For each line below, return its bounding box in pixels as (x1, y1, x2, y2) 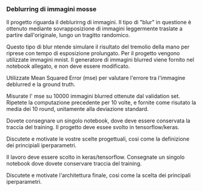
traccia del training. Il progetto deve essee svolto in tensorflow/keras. (6, 124, 180, 131)
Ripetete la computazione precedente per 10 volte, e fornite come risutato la (6, 99, 197, 106)
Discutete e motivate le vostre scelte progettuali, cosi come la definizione (6, 135, 190, 142)
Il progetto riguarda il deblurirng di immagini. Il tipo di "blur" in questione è (6, 19, 192, 26)
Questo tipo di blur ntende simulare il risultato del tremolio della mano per (6, 43, 190, 50)
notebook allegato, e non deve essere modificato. (6, 62, 130, 70)
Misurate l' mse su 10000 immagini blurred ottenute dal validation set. (6, 93, 181, 100)
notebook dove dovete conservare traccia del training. (6, 160, 142, 167)
